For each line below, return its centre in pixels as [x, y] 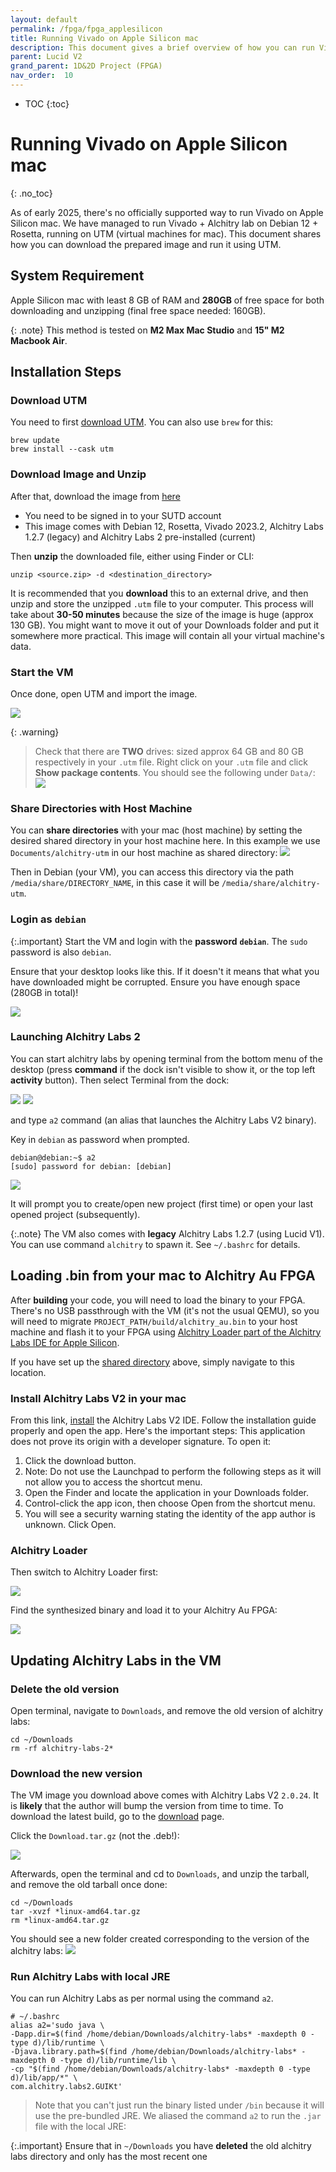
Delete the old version [65, 1689]
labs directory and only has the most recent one [109, 2157]
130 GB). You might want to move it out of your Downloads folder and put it [165, 625]
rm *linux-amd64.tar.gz [60, 1921]
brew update [35, 441]
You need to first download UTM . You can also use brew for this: [142, 422]
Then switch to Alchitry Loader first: [84, 1572]
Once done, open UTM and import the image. [104, 693]
